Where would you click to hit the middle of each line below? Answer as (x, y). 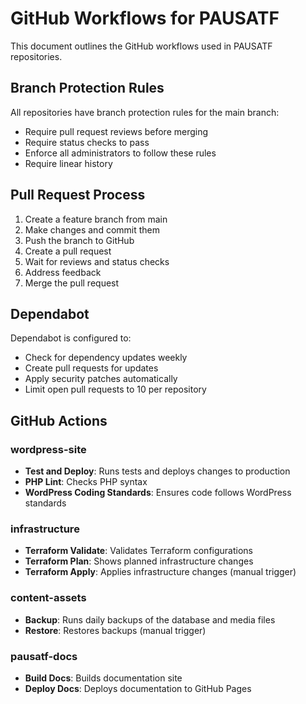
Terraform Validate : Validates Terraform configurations (138, 551)
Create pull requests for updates (91, 368)
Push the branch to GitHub (79, 240)
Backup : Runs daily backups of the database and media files (150, 619)
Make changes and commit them (92, 229)
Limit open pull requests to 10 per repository (115, 389)
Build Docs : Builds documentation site (103, 678)
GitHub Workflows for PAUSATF (145, 18)
